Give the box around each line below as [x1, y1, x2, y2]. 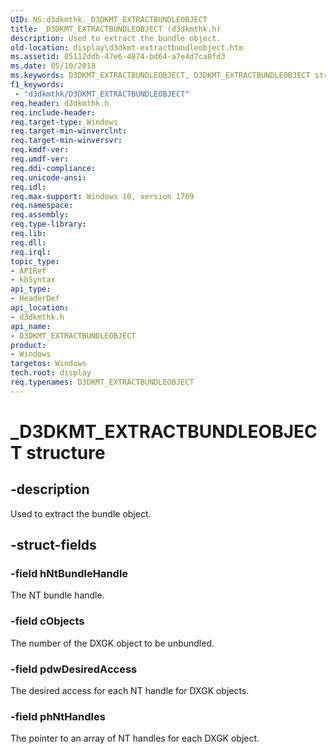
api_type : [10, 284, 52, 295]
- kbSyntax [10, 275, 56, 285]
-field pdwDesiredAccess [10, 662, 138, 676]
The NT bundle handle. [10, 589, 105, 601]
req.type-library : [10, 219, 87, 230]
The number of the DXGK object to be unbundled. [10, 637, 215, 649]
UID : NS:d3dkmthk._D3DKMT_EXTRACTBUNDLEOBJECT [10, 14, 208, 25]
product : [10, 340, 47, 350]
